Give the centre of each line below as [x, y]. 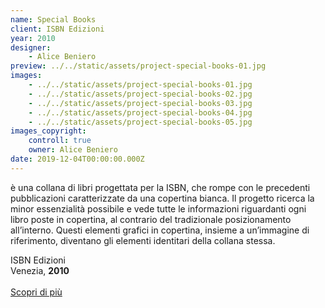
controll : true [60, 141]
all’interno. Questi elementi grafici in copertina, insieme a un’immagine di [160, 230]
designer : [31, 47]
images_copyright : [48, 131]
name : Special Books [53, 19]
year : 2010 [33, 38]
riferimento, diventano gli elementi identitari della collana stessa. [143, 240]
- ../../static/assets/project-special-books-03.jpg [140, 103]
